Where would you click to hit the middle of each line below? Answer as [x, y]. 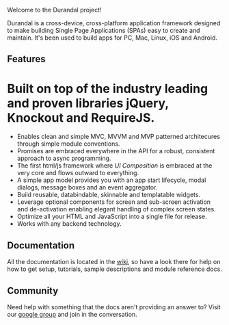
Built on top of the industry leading [108, 89]
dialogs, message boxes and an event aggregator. [87, 187]
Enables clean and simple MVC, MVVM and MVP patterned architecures [119, 137]
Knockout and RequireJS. [81, 117]
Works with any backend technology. [69, 224]
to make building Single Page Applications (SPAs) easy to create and [104, 30]
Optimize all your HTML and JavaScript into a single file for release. [112, 217]
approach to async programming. [64, 158]
